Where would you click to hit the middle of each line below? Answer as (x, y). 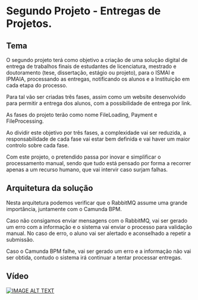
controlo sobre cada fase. (38, 145)
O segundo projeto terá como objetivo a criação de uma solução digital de (97, 60)
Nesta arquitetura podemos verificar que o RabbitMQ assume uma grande (97, 202)
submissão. (20, 239)
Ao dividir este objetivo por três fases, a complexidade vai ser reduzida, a (96, 133)
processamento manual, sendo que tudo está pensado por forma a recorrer (99, 163)
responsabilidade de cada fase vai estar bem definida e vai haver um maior (98, 139)
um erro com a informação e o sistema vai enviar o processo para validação (99, 227)
